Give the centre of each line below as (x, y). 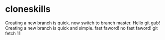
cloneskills (28, 9)
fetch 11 (13, 33)
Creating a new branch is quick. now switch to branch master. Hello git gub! (83, 23)
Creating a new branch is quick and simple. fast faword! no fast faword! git (82, 28)
